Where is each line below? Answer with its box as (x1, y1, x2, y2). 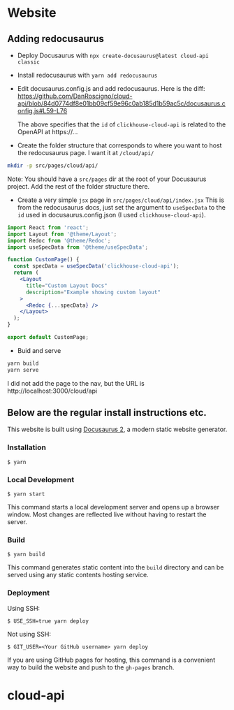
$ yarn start (7, 491, 45, 498)
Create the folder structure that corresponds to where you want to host (17, 141, 222, 150)
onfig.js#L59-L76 (17, 107, 68, 115)
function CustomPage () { (7, 256, 80, 263)
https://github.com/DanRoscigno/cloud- (17, 92, 133, 100)
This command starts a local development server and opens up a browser (7, 503, 220, 512)
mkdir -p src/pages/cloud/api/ (7, 162, 98, 169)
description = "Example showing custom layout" (25, 289, 161, 296)
